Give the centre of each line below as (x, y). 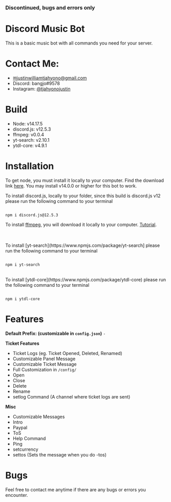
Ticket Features (22, 343)
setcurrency (25, 449)
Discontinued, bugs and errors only (50, 8)
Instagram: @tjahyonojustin (41, 89)
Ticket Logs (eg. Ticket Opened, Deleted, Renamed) (68, 353)
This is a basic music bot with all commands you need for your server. (79, 43)
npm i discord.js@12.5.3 (32, 215)
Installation (30, 166)
